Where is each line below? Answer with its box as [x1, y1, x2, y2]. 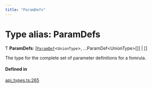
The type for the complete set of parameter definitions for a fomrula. [5, 55, 146, 61]
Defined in [5, 66, 27, 72]
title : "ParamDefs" [5, 7, 46, 12]
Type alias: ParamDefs [5, 28, 101, 40]
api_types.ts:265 [5, 77, 39, 83]
